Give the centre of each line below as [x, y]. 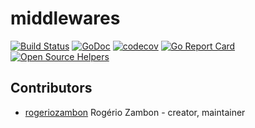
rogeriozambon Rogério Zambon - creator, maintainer [135, 112]
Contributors [51, 88]
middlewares [65, 18]
